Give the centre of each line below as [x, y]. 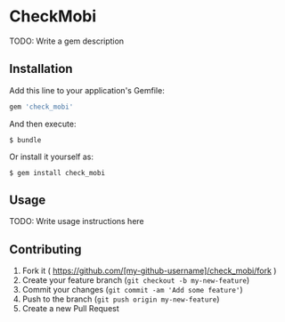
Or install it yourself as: [51, 157]
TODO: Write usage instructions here [77, 221]
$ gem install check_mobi [57, 173]
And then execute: [43, 124]
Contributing [45, 250]
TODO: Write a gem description [67, 41]
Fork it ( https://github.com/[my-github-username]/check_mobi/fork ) [149, 271]
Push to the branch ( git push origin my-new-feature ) [121, 299]
